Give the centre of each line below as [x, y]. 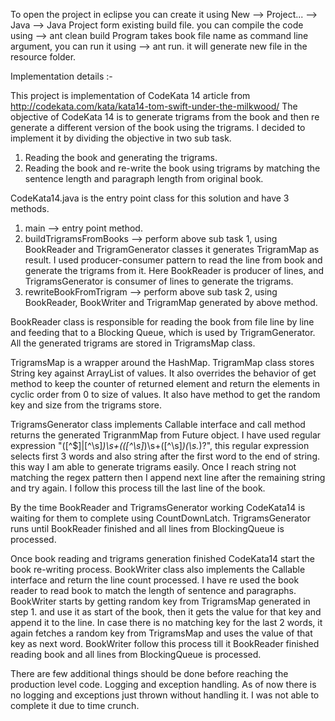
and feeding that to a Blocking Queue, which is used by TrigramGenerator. [163, 332]
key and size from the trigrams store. [86, 405]
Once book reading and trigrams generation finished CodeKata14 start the [162, 558]
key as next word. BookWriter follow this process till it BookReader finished [165, 643]
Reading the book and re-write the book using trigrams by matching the [172, 168]
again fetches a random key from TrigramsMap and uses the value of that [161, 633]
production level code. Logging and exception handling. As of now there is [163, 684]
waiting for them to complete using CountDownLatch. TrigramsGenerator [160, 518]
